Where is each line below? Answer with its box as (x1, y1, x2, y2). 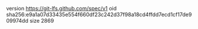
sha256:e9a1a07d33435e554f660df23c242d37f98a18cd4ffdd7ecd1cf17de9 (6, 11, 192, 18)
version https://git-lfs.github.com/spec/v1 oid (6, 5, 117, 12)
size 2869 (29, 17, 55, 24)
